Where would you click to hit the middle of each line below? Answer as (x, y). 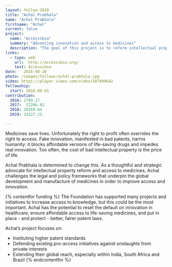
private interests (30, 249)
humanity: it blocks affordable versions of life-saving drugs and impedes (82, 144)
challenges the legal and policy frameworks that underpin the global (77, 176)
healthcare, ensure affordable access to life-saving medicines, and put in (82, 213)
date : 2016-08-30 (26, 72)
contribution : (20, 95)
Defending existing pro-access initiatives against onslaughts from (82, 244)
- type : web (23, 57)
